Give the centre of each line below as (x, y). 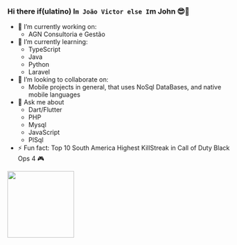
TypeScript (44, 50)
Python (39, 65)
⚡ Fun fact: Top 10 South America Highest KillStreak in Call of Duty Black (124, 148)
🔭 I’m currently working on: (57, 27)
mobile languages (54, 94)
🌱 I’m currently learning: (53, 42)
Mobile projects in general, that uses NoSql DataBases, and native (125, 87)
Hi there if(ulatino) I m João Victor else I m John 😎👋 (99, 11)
